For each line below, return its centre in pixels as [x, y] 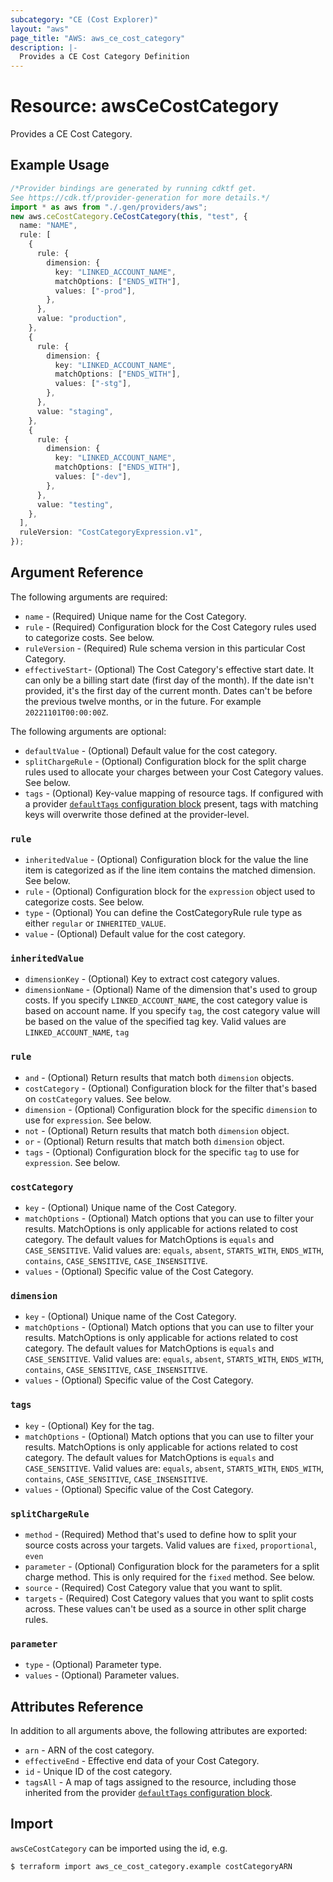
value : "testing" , [75, 504]
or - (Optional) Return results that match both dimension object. [154, 1141]
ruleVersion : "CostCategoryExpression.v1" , [111, 532]
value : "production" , [82, 319]
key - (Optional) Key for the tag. [89, 1425]
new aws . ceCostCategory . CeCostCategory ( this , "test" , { [129, 216]
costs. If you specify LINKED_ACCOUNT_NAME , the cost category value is [166, 1000]
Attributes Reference [77, 1706]
